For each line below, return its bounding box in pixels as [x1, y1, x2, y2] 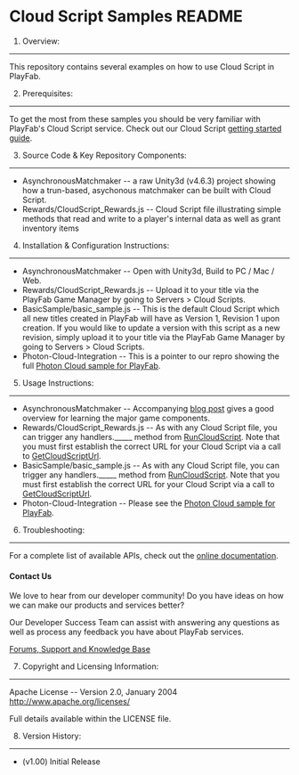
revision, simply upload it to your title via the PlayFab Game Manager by [21, 331, 286, 342]
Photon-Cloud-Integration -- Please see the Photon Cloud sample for [21, 497, 276, 509]
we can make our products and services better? [9, 600, 185, 611]
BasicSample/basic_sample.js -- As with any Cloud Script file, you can [21, 460, 280, 470]
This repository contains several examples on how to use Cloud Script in [9, 61, 275, 72]
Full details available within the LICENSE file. [9, 714, 172, 724]
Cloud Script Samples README [9, 6, 243, 27]
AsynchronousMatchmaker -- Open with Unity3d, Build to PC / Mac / [21, 265, 275, 276]
